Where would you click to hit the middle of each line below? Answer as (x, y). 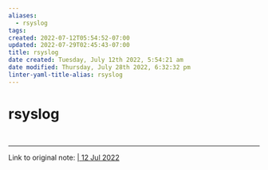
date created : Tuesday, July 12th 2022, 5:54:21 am (96, 60)
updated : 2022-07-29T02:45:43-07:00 (69, 45)
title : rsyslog (33, 52)
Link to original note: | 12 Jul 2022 (64, 157)
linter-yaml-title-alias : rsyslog (66, 75)
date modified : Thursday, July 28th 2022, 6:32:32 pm (100, 68)
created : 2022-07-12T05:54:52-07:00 (69, 38)
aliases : (23, 15)
